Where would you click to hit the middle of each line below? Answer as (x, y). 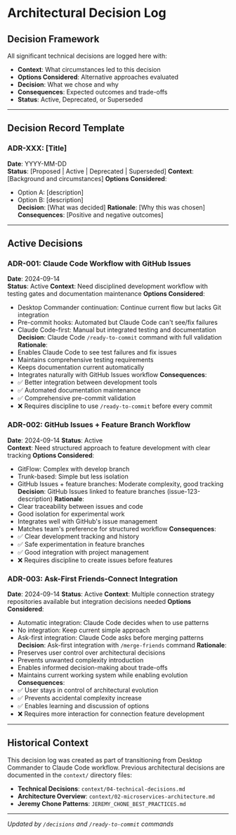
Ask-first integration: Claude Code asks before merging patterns (110, 637)
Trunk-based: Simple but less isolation (73, 476)
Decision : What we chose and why (68, 85)
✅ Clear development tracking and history (78, 536)
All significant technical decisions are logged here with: (87, 56)
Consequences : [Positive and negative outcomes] (90, 215)
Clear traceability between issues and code (80, 506)
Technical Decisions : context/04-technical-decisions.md (101, 788)
